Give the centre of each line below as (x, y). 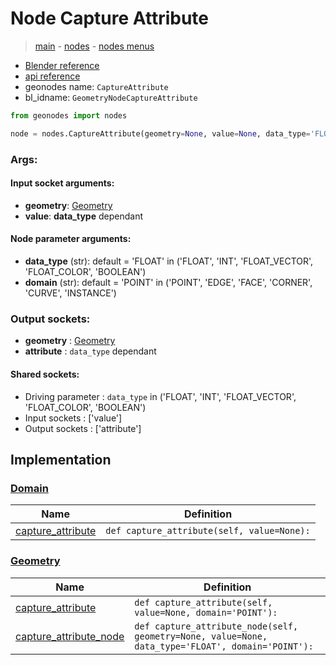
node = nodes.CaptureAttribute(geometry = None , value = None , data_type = (160, 133)
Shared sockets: (45, 374)
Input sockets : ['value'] (73, 418)
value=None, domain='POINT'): (206, 612)
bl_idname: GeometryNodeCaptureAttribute (111, 97)
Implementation (61, 459)
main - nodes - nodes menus (94, 46)
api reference (52, 76)
